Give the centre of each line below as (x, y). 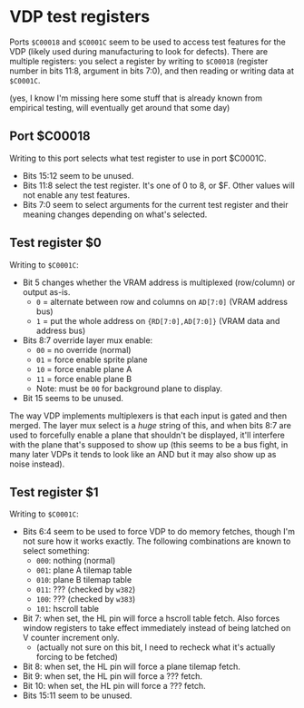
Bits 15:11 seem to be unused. (77, 695)
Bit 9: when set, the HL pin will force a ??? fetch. (112, 676)
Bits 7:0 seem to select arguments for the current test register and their (155, 204)
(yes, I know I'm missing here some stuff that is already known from (136, 98)
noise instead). (37, 464)
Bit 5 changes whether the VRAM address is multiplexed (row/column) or (159, 282)
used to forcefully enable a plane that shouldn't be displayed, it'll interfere (147, 435)
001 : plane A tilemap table (84, 570)
